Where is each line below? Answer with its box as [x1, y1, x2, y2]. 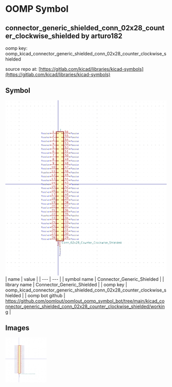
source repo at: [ [5, 66, 40, 72]
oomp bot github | [27, 292, 66, 298]
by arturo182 [81, 31, 123, 40]
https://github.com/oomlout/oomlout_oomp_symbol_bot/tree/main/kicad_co [5, 298, 165, 304]
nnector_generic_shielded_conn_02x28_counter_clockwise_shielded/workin [5, 303, 165, 309]
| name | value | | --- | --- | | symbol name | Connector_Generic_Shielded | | [5, 276, 164, 282]
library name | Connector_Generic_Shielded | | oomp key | [5, 281, 127, 287]
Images [5, 324, 30, 333]
